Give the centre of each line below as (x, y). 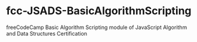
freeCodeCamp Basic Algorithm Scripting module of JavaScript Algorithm (97, 27)
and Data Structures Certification (47, 33)
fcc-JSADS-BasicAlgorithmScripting (99, 11)
